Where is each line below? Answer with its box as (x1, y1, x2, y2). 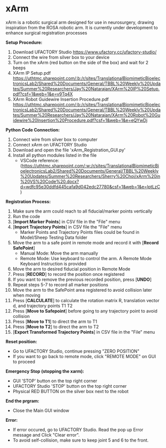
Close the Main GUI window (12, 407, 69, 413)
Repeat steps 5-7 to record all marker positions (12, 281, 108, 287)
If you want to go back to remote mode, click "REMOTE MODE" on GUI (12, 353, 156, 359)
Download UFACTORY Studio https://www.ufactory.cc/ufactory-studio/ (12, 49, 157, 55)
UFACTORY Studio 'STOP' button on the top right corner (12, 383, 127, 389)
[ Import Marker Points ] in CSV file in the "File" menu (12, 219, 120, 224)
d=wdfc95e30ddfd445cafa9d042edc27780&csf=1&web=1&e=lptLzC (20, 183, 161, 189)
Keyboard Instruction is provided (20, 261, 87, 267)
